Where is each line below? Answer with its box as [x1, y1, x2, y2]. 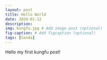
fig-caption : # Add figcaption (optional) [5, 30, 96, 35]
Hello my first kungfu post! [5, 48, 61, 55]
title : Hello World [5, 12, 46, 17]
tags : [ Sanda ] [5, 35, 35, 40]
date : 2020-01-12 [5, 16, 42, 21]
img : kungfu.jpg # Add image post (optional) [5, 26, 102, 31]
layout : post [5, 7, 33, 12]
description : [5, 21, 33, 26]
